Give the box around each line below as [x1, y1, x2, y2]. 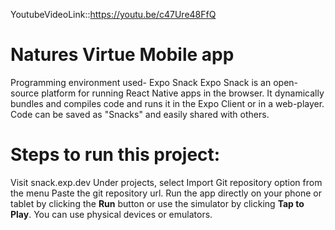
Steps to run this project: [10, 144, 221, 166]
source [10, 87, 40, 99]
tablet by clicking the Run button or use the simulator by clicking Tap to [10, 197, 305, 209]
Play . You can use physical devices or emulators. [10, 208, 213, 220]
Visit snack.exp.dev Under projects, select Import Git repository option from [10, 176, 323, 188]
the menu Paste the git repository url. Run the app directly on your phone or [10, 187, 323, 199]
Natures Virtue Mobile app [10, 44, 235, 66]
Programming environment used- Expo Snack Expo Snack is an [10, 76, 272, 88]
